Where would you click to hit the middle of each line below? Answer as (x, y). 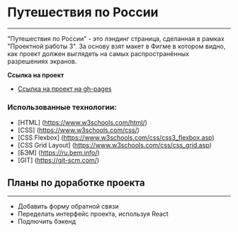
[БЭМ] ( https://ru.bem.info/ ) (59, 153)
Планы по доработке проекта (76, 183)
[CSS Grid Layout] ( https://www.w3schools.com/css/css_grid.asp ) (115, 145)
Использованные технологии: (62, 107)
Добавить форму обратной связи (68, 206)
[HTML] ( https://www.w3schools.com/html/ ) (82, 123)
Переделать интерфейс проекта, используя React (93, 214)
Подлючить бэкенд (47, 221)
